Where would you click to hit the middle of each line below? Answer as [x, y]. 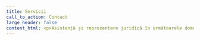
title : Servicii [26, 11]
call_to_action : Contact [37, 17]
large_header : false [32, 22]
